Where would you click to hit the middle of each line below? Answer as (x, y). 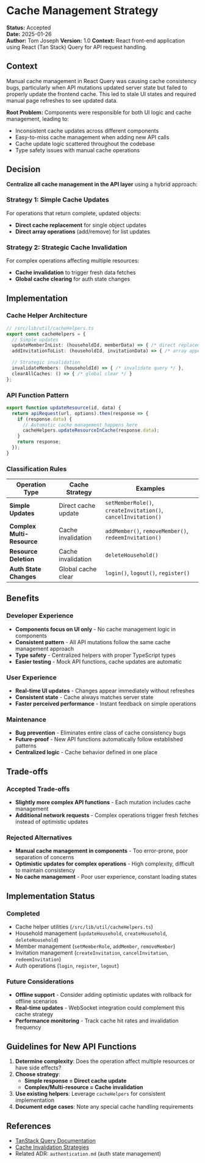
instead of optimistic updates (52, 822)
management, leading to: (38, 119)
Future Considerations (40, 981)
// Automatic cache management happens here (80, 425)
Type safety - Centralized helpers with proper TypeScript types (95, 655)
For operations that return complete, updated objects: (74, 213)
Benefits (23, 599)
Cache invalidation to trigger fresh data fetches (75, 273)
